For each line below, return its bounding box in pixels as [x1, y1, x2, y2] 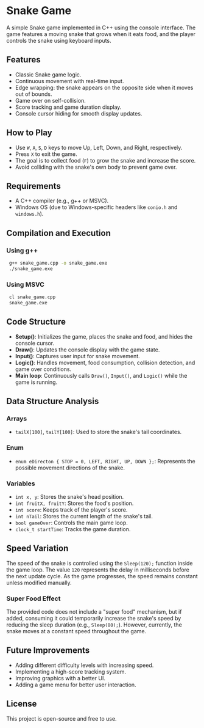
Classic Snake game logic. [15, 71, 82, 78]
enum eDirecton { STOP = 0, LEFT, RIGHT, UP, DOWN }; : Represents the [15, 457, 196, 465]
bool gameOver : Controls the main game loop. [15, 519, 128, 526]
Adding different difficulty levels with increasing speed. [15, 661, 154, 669]
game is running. [15, 378, 58, 386]
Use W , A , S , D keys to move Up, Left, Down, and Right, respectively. [15, 144, 183, 151]
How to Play [6, 128, 53, 138]
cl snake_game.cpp [9, 294, 56, 300]
